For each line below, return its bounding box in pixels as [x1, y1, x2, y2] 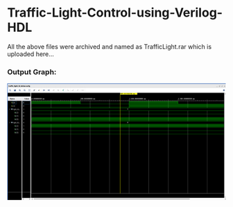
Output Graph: [7, 67, 57, 77]
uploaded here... [7, 50, 54, 58]
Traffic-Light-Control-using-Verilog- [7, 5, 223, 21]
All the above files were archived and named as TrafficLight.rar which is [7, 42, 212, 51]
